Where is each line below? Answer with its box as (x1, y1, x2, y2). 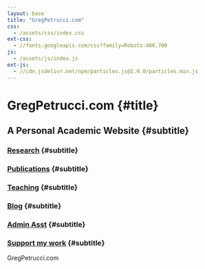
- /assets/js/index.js (13, 55, 78, 62)
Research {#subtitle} (7, 146, 78, 155)
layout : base (7, 10, 45, 17)
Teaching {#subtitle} (7, 182, 78, 192)
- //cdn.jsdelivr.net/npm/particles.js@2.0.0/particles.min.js (13, 68, 198, 74)
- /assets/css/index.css (13, 29, 85, 37)
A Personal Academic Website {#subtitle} (7, 125, 189, 137)
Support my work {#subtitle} (7, 238, 105, 248)
